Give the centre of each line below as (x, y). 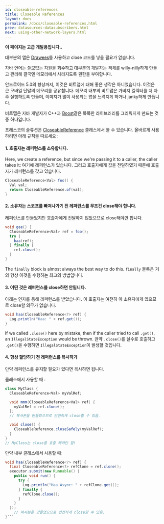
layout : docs (18, 19)
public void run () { (35, 476)
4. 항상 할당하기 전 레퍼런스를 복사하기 (41, 357)
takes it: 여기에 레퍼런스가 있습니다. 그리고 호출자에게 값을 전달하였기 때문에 (78, 165)
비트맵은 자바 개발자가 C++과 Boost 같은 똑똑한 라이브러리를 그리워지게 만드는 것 (82, 113)
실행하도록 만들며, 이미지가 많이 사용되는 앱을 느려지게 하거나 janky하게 (78, 97)
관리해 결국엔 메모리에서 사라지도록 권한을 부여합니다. (61, 74)
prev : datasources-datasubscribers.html (47, 28)
